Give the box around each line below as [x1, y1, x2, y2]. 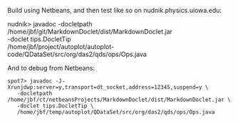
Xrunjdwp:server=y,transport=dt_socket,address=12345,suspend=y [7, 84, 202, 91]
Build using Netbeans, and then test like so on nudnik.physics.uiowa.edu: [7, 6, 222, 14]
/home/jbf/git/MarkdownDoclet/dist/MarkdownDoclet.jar [7, 28, 173, 36]
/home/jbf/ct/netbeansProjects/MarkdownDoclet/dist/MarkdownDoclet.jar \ [7, 96, 232, 103]
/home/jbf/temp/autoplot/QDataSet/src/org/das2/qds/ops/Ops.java [16, 109, 215, 116]
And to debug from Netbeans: [7, 64, 95, 72]
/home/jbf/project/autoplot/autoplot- [7, 43, 115, 50]
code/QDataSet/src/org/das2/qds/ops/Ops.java [7, 50, 148, 58]
